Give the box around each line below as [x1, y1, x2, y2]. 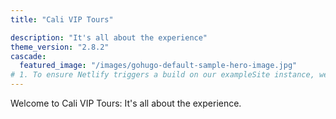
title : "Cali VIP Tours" [10, 14, 114, 25]
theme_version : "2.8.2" [10, 42, 110, 52]
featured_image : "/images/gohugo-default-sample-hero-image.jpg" [19, 61, 298, 71]
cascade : [10, 51, 47, 61]
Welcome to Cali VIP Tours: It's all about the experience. [10, 97, 242, 109]
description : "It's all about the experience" [10, 32, 208, 43]
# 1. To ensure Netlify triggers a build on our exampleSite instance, [10, 70, 315, 80]
